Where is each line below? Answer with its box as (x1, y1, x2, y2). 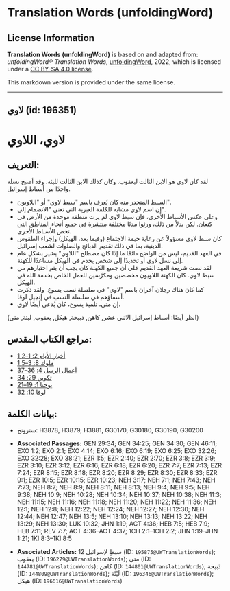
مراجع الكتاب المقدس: (7, 333, 92, 345)
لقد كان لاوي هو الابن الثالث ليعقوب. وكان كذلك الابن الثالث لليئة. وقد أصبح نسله (7, 177, 209, 186)
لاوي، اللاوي (7, 132, 66, 148)
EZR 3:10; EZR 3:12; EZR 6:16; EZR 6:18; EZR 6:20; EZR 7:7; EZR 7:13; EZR (16, 461, 222, 470)
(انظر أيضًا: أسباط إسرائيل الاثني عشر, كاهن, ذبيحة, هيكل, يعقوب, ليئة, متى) (7, 314, 199, 322)
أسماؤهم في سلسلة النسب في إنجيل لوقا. (16, 293, 125, 301)
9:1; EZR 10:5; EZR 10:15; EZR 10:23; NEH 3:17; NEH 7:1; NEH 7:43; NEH (16, 476, 216, 485)
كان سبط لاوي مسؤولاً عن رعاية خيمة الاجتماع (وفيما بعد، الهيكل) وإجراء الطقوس (16, 235, 222, 243)
